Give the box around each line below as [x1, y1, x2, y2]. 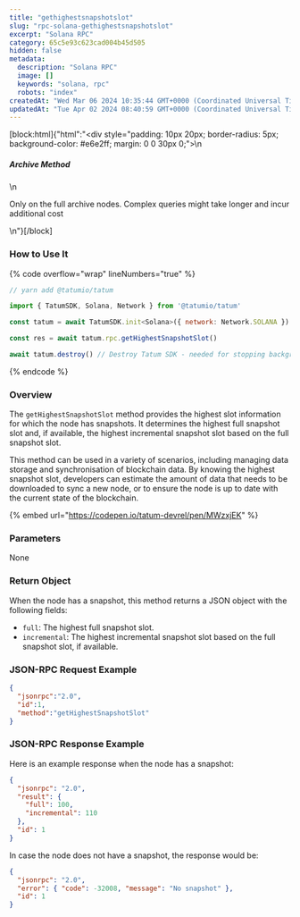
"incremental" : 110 [25, 809, 98, 818]
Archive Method [9, 158, 71, 170]
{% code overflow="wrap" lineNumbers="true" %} [9, 268, 196, 279]
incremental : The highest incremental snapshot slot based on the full [21, 631, 276, 642]
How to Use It [9, 248, 69, 260]
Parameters [9, 533, 61, 545]
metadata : [9, 55, 46, 63]
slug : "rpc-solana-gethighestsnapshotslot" [9, 21, 174, 30]
